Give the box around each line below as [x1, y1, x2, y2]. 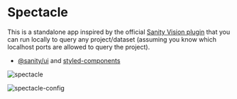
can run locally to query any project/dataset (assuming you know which [7, 35, 216, 43]
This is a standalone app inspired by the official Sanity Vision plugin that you [7, 28, 231, 36]
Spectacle [7, 4, 69, 21]
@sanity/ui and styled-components [17, 56, 121, 64]
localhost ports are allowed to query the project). [7, 42, 150, 51]
